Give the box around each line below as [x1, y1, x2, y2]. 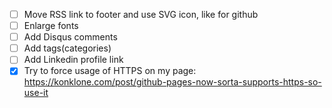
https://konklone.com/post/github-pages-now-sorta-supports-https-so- [23, 76, 322, 88]
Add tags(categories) [23, 42, 112, 54]
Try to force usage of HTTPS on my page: [23, 65, 197, 77]
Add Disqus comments [23, 31, 118, 43]
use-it [23, 87, 49, 99]
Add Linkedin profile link [23, 54, 124, 66]
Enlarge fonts [23, 20, 79, 32]
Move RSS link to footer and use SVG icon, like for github [23, 9, 259, 20]
